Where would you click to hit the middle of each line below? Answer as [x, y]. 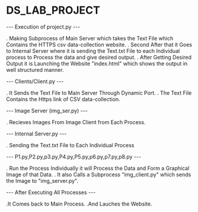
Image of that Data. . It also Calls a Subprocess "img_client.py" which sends [99, 174]
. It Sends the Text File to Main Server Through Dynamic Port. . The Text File [99, 93]
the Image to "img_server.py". [42, 181]
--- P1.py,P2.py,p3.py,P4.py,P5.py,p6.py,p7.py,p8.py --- [74, 156]
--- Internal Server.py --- [36, 134]
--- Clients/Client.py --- [35, 81]
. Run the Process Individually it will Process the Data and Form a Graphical [98, 168]
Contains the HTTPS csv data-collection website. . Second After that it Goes [99, 45]
